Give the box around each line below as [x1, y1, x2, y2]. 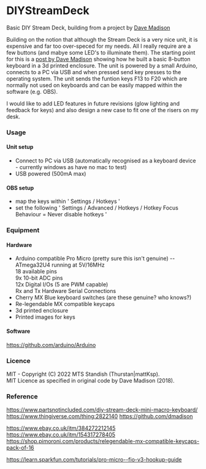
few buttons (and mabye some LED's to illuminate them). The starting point [6, 48, 196, 56]
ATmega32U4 [15, 261, 51, 269]
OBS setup [6, 184, 34, 191]
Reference [6, 392, 38, 400]
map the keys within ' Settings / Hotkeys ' [15, 197, 121, 205]
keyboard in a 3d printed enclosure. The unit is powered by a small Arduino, [6, 62, 198, 69]
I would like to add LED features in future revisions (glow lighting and [6, 99, 180, 107]
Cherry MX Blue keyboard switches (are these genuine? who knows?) [15, 294, 192, 301]
